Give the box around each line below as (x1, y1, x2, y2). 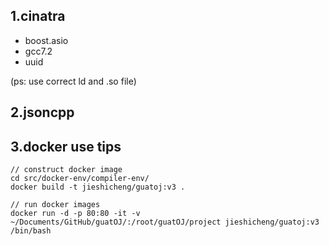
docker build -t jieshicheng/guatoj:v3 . (10, 182, 186, 193)
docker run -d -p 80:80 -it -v (10, 209, 141, 219)
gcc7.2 (24, 45, 53, 57)
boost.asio (24, 34, 69, 46)
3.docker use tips (10, 138, 122, 155)
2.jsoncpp (10, 104, 75, 121)
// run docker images (10, 200, 101, 210)
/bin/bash (10, 226, 52, 236)
